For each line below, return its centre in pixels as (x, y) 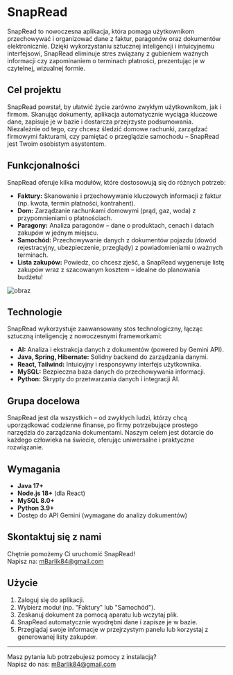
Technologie (35, 312)
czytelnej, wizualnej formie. (46, 68)
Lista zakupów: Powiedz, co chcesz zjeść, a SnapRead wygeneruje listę (121, 262)
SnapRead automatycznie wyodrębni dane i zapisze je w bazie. (107, 622)
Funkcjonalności (44, 166)
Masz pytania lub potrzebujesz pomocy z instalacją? (82, 656)
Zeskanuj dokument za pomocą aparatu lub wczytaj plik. (98, 615)
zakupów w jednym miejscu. (58, 233)
